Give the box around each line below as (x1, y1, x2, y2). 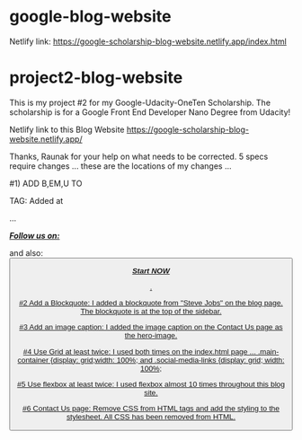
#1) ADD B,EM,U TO (9, 178, 83, 189)
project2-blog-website (9, 67, 183, 88)
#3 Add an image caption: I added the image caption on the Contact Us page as (19, 322, 283, 332)
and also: (9, 247, 43, 258)
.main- (257, 347, 280, 356)
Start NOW (131, 267, 171, 276)
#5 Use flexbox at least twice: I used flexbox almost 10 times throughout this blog (16, 379, 286, 389)
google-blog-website (9, 6, 172, 27)
